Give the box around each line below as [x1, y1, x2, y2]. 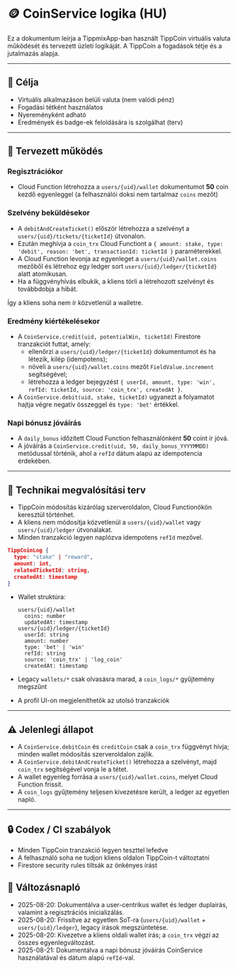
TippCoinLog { [7, 547, 50, 555]
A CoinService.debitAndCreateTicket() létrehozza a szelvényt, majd [17, 758, 217, 766]
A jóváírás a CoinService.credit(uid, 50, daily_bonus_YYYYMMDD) [17, 441, 209, 450]
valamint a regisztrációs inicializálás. [17, 908, 125, 916]
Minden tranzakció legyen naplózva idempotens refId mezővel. [17, 533, 203, 542]
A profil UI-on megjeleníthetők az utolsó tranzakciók [17, 696, 170, 705]
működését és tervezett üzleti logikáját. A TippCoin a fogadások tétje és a [7, 41, 222, 50]
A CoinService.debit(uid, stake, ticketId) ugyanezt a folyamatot [17, 392, 215, 402]
